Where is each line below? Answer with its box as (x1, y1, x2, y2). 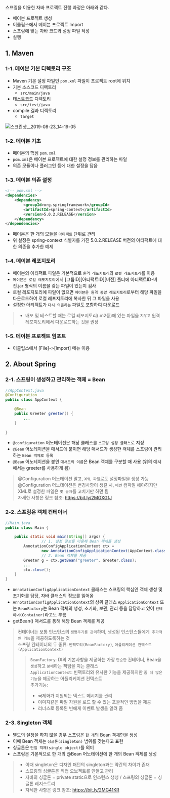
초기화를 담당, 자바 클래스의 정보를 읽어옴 (12, 593, 94, 599)
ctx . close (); (23, 567, 51, 572)
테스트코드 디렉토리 (12, 96, 51, 102)
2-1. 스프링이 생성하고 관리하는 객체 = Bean (5, 376, 105, 383)
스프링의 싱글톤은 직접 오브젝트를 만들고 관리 (25, 768, 113, 774)
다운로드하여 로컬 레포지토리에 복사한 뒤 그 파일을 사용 (12, 295, 120, 301)
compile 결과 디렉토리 (12, 107, 57, 113)
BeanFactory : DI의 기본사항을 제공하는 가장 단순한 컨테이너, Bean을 (30, 657, 162, 663)
